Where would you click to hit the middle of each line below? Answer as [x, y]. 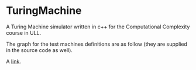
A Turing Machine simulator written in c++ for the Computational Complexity [98, 27]
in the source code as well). [39, 50]
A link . [14, 61]
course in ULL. [24, 32]
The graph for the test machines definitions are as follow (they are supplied [97, 44]
